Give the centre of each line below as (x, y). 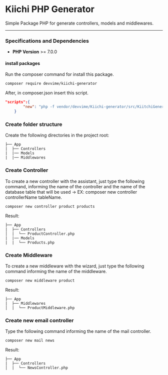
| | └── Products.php (30, 242)
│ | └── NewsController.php (37, 368)
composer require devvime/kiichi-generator (51, 84)
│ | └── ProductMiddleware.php (40, 308)
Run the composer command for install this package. (59, 74)
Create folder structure (34, 124)
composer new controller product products (50, 206)
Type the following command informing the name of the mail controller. (78, 331)
